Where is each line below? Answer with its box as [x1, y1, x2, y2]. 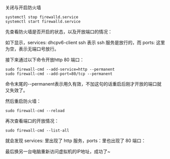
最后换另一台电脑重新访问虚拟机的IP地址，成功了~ [5, 148, 110, 154]
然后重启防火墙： [5, 98, 41, 104]
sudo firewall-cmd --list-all [5, 128, 70, 133]
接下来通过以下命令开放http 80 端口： [5, 57, 84, 63]
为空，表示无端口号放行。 [5, 46, 59, 52]
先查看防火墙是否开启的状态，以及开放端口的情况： [5, 29, 112, 35]
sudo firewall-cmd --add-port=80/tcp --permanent [5, 71, 113, 76]
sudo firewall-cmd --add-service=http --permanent [5, 67, 115, 72]
